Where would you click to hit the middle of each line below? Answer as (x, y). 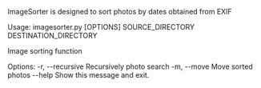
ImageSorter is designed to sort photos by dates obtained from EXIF (120, 12)
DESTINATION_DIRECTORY (52, 36)
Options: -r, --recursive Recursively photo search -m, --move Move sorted (130, 66)
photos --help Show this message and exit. (78, 75)
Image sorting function (45, 51)
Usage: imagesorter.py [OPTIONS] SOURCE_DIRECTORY (101, 27)
